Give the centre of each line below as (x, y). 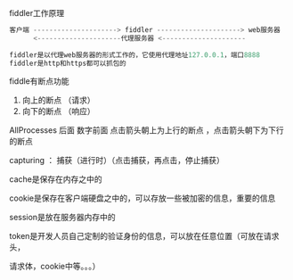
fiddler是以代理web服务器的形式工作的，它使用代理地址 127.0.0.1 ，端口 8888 (135, 55)
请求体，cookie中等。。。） (55, 267)
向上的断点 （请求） (58, 100)
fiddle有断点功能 (39, 81)
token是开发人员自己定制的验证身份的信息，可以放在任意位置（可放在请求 (144, 236)
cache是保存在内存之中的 (56, 179)
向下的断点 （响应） (58, 111)
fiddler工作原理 (37, 13)
